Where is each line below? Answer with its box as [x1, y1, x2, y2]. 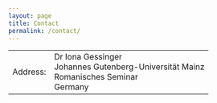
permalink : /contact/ [8, 27, 81, 35]
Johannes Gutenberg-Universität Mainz [53, 61, 205, 72]
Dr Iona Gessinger [53, 51, 123, 63]
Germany [53, 81, 89, 93]
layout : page [8, 11, 52, 20]
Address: [12, 66, 47, 77]
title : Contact [8, 19, 59, 27]
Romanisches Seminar [53, 72, 138, 83]
